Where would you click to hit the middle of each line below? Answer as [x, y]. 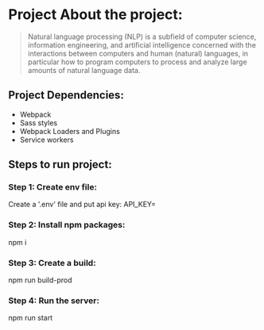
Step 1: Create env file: [53, 187]
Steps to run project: [60, 165]
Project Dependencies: [66, 96]
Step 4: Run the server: [54, 301]
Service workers [47, 140]
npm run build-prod [41, 280]
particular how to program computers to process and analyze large [138, 62]
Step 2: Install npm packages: [67, 225]
